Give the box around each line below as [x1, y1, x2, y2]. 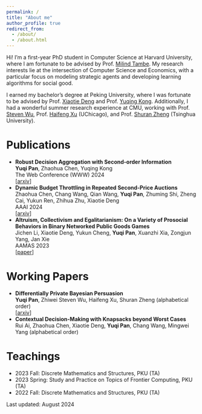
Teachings [6, 350, 60, 364]
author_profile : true [6, 20, 61, 26]
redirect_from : [6, 25, 45, 32]
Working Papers [6, 270, 89, 284]
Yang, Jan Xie [15, 235, 50, 242]
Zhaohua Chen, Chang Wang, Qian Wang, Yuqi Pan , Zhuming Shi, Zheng [15, 190, 197, 198]
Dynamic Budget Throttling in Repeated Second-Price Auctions [15, 184, 178, 191]
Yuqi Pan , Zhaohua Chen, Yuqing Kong [15, 164, 113, 172]
